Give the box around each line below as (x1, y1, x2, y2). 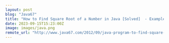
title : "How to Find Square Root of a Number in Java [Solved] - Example (5, 16, 165, 21)
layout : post (5, 7, 33, 12)
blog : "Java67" (5, 12, 37, 17)
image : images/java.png (5, 26, 55, 31)
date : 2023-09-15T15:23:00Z (5, 21, 64, 26)
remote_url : (5, 30, 30, 35)
